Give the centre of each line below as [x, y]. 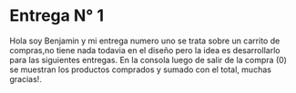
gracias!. [26, 79]
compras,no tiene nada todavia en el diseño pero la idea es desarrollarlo [145, 50]
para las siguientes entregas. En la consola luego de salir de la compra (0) [148, 60]
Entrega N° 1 [57, 16]
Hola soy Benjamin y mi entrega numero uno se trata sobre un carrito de [145, 41]
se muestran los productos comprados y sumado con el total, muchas [140, 70]
